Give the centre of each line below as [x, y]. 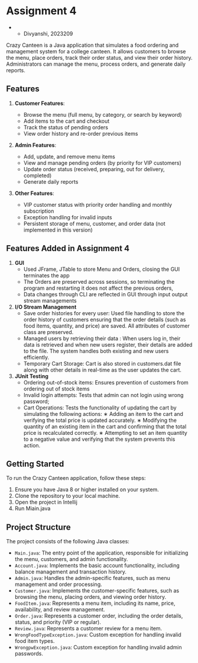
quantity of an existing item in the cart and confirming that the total [105, 426]
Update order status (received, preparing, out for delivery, [94, 169]
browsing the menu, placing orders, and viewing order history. [90, 597]
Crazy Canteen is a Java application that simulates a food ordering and [92, 45]
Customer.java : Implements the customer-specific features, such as [97, 591]
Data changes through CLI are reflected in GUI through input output [106, 294]
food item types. [35, 641]
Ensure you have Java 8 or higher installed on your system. [87, 489]
